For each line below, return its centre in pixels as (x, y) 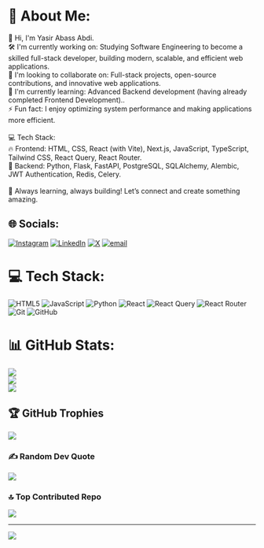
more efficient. (32, 120)
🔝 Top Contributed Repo (55, 497)
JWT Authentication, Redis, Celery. (65, 174)
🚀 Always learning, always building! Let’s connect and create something (124, 191)
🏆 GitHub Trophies (56, 414)
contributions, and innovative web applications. (84, 83)
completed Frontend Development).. (67, 100)
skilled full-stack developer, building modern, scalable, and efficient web (126, 57)
